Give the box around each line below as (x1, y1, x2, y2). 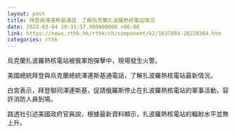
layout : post (7, 10, 46, 17)
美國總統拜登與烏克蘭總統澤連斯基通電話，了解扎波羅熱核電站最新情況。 (7, 71, 216, 80)
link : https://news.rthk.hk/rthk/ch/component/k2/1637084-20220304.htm (7, 29, 221, 37)
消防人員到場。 (13, 95, 57, 104)
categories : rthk (7, 36, 58, 43)
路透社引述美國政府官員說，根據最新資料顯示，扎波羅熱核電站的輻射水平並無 (7, 110, 229, 118)
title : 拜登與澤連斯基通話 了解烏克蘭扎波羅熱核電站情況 (7, 17, 155, 24)
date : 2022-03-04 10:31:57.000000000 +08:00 (7, 23, 140, 30)
